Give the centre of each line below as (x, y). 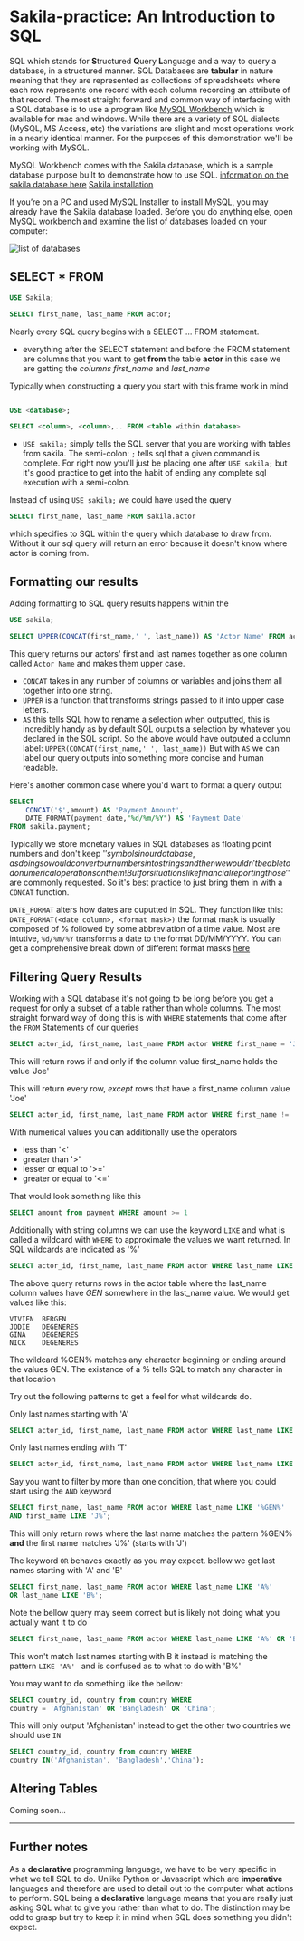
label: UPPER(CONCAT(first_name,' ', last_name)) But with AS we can (151, 748)
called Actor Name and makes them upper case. (97, 663)
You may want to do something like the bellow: (96, 1683)
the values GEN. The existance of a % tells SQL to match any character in (146, 1369)
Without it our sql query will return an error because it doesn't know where (148, 543)
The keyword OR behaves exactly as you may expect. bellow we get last (142, 1561)
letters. (36, 709)
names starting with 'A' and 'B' (66, 1570)
